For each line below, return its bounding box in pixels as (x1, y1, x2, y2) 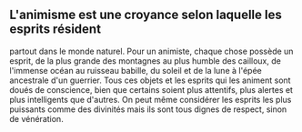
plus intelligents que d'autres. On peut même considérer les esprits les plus (9, 94, 292, 105)
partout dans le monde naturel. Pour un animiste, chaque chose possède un (9, 46, 294, 56)
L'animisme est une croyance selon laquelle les (9, 7, 282, 23)
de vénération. (9, 113, 64, 124)
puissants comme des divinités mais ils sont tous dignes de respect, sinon (9, 104, 287, 115)
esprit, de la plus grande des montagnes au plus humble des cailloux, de (9, 55, 282, 66)
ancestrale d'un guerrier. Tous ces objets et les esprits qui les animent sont (9, 75, 291, 86)
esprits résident (9, 22, 102, 37)
